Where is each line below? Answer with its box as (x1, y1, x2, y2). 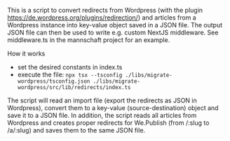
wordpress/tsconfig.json (17, 78, 90, 85)
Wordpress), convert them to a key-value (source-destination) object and (7, 104, 219, 112)
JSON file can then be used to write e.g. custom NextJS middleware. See (7, 28, 219, 36)
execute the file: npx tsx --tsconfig (17, 70, 123, 79)
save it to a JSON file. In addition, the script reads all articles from (7, 112, 197, 119)
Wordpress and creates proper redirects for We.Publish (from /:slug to (7, 119, 210, 127)
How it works (7, 49, 46, 58)
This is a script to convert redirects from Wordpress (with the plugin (7, 6, 203, 14)
